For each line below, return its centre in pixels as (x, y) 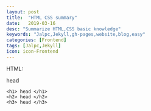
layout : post (23, 12)
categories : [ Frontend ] (37, 40)
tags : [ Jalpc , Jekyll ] (34, 46)
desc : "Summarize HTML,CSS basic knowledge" (64, 29)
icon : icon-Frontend (33, 52)
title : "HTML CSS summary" (42, 18)
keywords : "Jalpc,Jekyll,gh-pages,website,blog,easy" (76, 35)
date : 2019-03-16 (31, 23)
